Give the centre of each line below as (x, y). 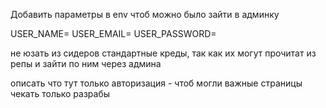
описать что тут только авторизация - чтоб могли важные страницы (156, 83)
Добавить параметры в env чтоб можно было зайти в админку (145, 14)
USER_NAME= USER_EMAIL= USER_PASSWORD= (113, 33)
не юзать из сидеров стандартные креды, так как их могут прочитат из (163, 53)
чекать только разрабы (60, 93)
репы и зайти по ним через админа (86, 63)
